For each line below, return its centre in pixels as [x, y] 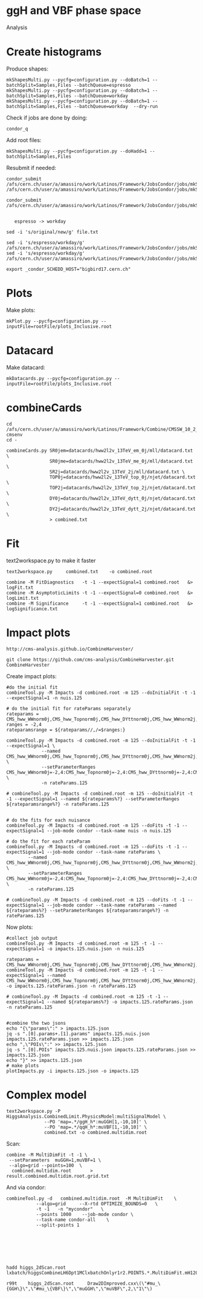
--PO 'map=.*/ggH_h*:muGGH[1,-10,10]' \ [96, 1122]
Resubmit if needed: [31, 168]
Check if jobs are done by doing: [47, 117]
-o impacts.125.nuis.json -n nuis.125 [96, 949]
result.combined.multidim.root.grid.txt [58, 1176]
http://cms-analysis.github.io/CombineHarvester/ [70, 649]
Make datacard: [26, 367]
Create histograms [54, 52]
